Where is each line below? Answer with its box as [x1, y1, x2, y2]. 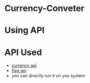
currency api [11, 63, 37, 69]
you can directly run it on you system [11, 73, 85, 79]
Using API [4, 25, 45, 36]
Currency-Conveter [4, 3, 85, 14]
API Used [4, 47, 42, 58]
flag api [11, 68, 27, 73]
